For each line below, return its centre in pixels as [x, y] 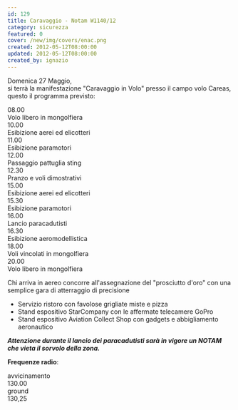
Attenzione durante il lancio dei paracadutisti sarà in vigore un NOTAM [115, 340]
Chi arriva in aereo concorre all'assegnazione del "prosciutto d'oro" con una [119, 282]
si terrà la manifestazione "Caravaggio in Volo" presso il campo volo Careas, [119, 88]
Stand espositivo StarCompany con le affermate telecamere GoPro [115, 312]
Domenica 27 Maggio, [40, 81]
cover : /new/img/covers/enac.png [57, 41]
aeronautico [35, 327]
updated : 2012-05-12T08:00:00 [52, 54]
